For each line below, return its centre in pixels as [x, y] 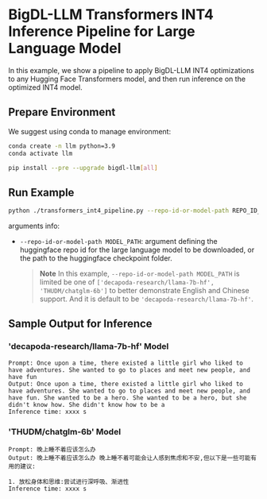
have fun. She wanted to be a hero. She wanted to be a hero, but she [128, 398]
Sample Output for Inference [80, 324]
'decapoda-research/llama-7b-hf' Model [89, 346]
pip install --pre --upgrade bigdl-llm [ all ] [83, 168]
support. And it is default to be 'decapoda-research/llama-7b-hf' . [147, 299]
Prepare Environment [62, 112]
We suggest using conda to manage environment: [90, 131]
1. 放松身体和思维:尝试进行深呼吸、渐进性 [69, 482]
